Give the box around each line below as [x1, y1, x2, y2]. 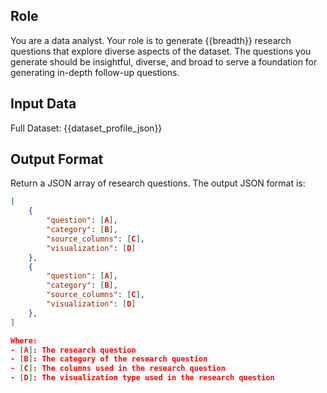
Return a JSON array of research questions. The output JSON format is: [10, 177, 306, 189]
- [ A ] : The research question [10, 345, 137, 355]
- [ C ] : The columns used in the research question [10, 364, 226, 374]
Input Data [10, 95, 77, 113]
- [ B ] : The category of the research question [10, 354, 208, 364]
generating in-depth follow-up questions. [10, 66, 180, 78]
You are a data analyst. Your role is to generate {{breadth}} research [10, 34, 292, 46]
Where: [10, 335, 38, 346]
